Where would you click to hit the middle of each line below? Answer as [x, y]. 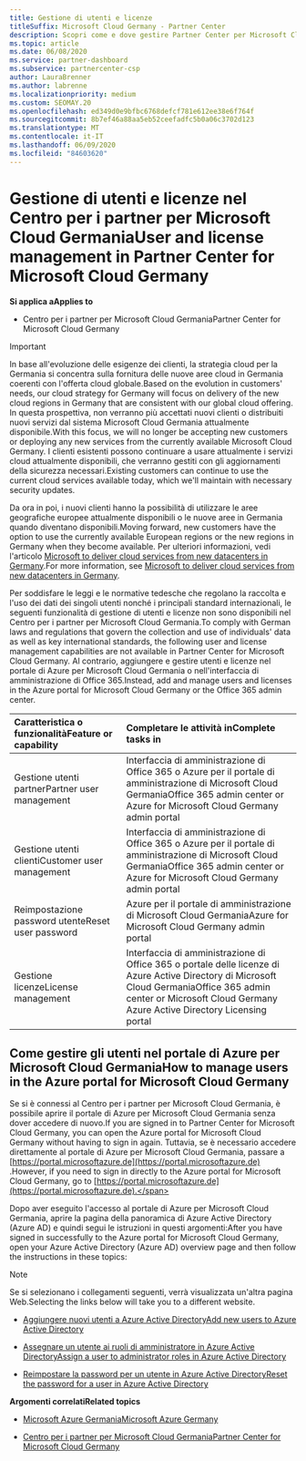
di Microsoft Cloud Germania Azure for [208, 915]
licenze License [46, 987]
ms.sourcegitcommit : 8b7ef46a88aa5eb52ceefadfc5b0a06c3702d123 [132, 119]
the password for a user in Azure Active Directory [116, 1384]
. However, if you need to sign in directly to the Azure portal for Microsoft [145, 1171]
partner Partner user [56, 788]
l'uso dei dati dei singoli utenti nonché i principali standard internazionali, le [150, 602]
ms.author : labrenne [49, 86]
